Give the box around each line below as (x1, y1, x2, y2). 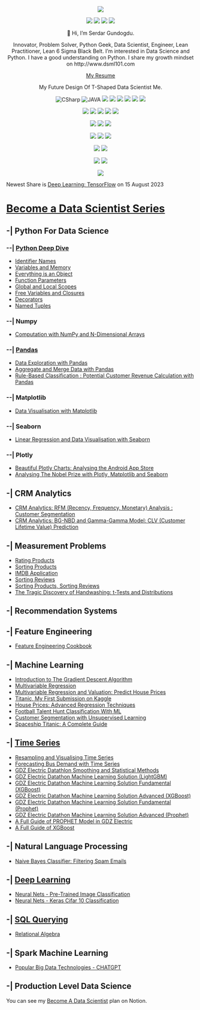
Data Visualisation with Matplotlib (14, 407, 98, 414)
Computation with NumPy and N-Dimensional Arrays (14, 330, 145, 338)
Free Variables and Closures (14, 289, 85, 296)
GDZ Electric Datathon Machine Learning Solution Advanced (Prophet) (14, 811, 189, 818)
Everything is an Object (14, 270, 73, 277)
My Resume (86, 72, 116, 79)
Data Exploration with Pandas (14, 359, 88, 367)
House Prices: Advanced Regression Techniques (14, 701, 136, 708)
